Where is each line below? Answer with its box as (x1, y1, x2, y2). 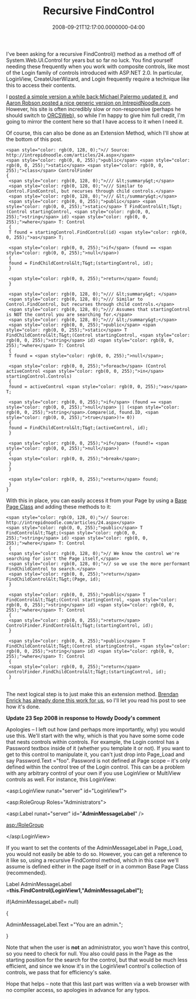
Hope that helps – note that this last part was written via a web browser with (6, 980, 190, 987)
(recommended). (6, 869, 47, 876)
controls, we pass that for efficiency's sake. (6, 968, 111, 975)
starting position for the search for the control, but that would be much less (6, 956, 188, 963)
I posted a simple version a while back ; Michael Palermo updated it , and (6, 93, 178, 100)
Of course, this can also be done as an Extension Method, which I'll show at (6, 129, 190, 136)
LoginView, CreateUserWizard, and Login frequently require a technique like (6, 75, 190, 82)
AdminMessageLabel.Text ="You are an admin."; (6, 921, 123, 928)
